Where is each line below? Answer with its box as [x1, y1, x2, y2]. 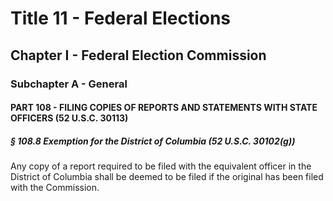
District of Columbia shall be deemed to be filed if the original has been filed [10, 171, 324, 183]
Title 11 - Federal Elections [10, 7, 232, 30]
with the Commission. [10, 182, 100, 194]
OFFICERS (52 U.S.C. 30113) [10, 112, 129, 124]
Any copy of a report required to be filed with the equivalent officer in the [10, 160, 312, 172]
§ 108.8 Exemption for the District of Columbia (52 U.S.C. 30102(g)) [10, 135, 296, 147]
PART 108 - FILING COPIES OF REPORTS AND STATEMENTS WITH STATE [10, 102, 318, 114]
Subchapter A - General [10, 77, 128, 91]
